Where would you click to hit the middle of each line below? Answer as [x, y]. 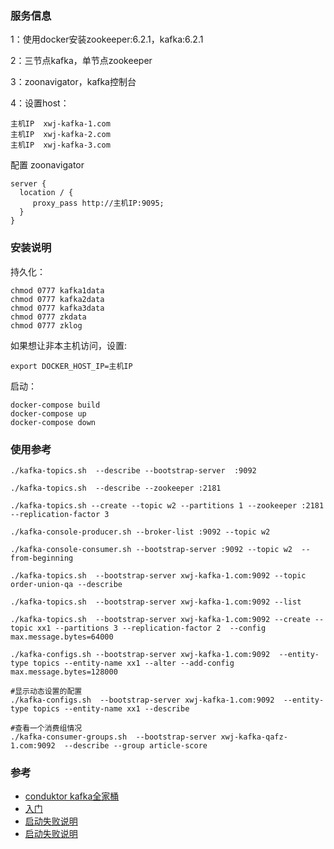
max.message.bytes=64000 [62, 637]
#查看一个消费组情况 [46, 728]
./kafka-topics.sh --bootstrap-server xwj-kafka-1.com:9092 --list [156, 602]
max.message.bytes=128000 [64, 672]
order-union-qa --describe [66, 584]
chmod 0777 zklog [46, 325]
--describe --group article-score [135, 745]
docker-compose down [53, 422]
